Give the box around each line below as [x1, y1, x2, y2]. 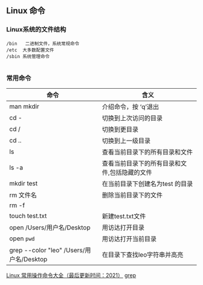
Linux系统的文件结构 [6, 25, 66, 34]
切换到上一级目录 [101, 136, 151, 145]
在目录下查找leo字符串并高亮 [101, 250, 184, 258]
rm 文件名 [9, 191, 37, 199]
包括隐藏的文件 [109, 168, 152, 176]
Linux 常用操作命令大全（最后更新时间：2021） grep [6, 271, 137, 279]
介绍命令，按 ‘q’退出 [101, 102, 159, 110]
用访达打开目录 [101, 223, 145, 231]
